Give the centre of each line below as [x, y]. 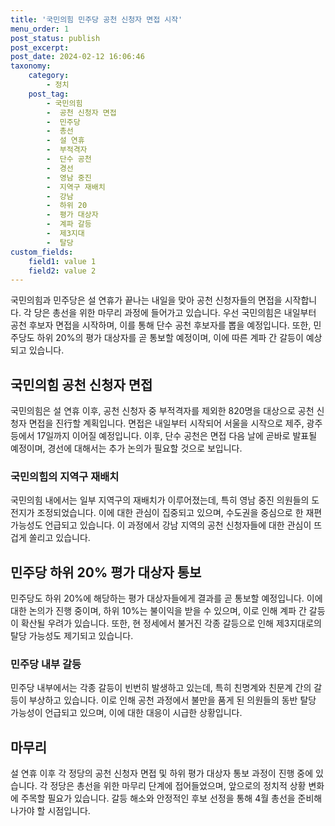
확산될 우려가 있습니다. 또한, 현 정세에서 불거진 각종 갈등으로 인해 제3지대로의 [171, 623]
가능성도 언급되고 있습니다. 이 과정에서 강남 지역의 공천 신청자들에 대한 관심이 [161, 525]
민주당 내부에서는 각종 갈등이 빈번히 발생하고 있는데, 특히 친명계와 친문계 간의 [161, 688]
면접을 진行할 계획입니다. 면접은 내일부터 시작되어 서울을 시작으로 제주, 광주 [175, 423]
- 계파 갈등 [69, 224]
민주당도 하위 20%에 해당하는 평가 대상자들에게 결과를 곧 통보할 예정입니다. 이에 [166, 598]
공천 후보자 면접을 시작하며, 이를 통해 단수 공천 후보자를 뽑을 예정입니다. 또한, [161, 325]
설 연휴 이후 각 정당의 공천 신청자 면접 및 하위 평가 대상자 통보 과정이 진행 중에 [162, 773]
